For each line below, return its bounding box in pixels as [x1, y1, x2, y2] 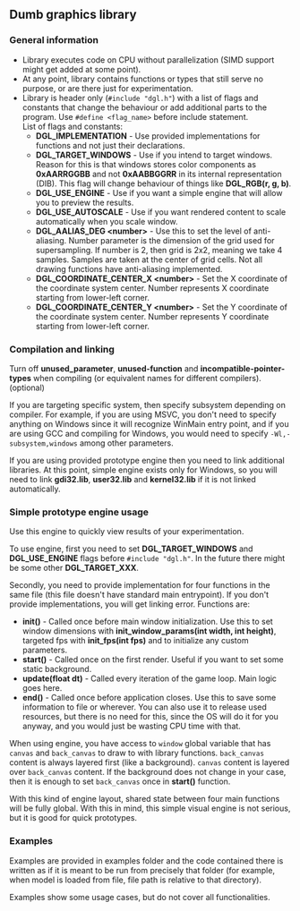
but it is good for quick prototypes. [9, 813, 137, 823]
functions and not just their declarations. [35, 140, 185, 150]
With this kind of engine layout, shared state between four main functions [9, 794, 280, 805]
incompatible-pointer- [200, 362, 285, 374]
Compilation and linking [9, 343, 115, 355]
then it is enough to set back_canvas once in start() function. [9, 776, 231, 787]
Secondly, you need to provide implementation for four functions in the [9, 580, 270, 591]
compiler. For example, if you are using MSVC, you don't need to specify [9, 409, 277, 420]
